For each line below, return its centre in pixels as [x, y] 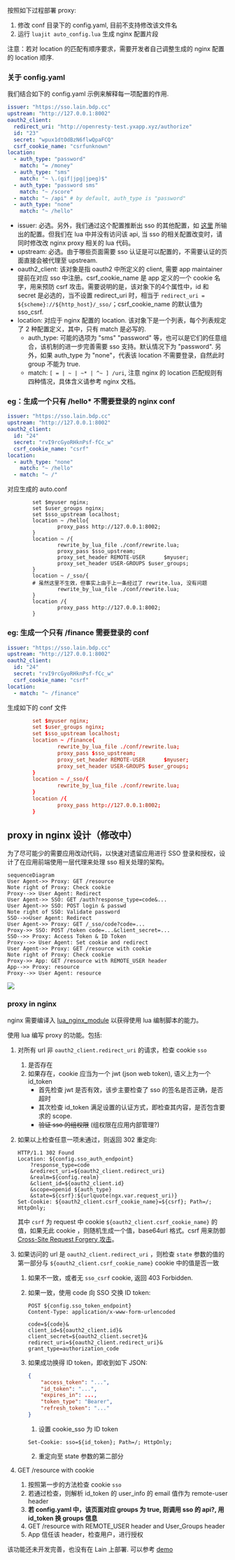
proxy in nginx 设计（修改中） [72, 836]
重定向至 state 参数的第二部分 [81, 1456]
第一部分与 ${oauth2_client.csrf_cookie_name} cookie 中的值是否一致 [118, 1263]
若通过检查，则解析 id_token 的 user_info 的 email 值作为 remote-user [128, 1493]
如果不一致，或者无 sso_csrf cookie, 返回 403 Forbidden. [111, 1277]
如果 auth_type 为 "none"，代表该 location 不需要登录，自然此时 [133, 355]
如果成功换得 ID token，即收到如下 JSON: [88, 1362]
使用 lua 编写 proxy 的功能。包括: [55, 1035]
